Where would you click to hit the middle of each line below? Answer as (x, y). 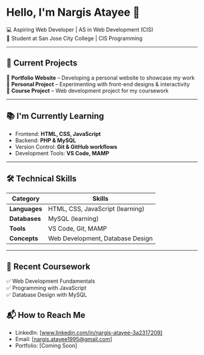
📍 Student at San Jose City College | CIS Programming (74, 38)
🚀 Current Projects (42, 63)
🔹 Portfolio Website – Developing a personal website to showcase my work (101, 78)
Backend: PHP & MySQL (46, 140)
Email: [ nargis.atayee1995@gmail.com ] (63, 339)
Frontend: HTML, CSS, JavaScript (58, 134)
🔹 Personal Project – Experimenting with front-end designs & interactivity (98, 84)
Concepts (24, 238)
